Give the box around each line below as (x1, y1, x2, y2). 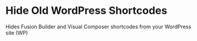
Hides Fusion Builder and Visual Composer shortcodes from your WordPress (5, 23, 192, 30)
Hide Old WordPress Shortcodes (5, 4, 168, 17)
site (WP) (5, 29, 28, 36)
